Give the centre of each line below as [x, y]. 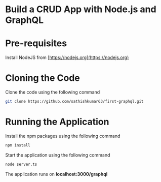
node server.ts [21, 164]
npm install [18, 145]
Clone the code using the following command [53, 92]
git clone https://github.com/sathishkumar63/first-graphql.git [74, 102]
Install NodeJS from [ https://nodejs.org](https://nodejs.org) [67, 57]
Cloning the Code [43, 78]
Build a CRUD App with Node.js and [81, 9]
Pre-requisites [36, 43]
